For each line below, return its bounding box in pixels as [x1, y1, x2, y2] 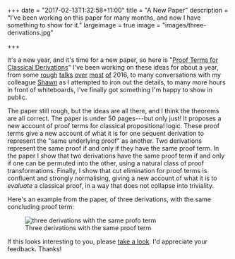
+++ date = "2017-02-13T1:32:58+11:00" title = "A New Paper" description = [7, 6, 229, 14]
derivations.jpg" [7, 28, 54, 37]
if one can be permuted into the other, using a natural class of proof [7, 159, 205, 168]
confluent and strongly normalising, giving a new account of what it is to [7, 174, 217, 182]
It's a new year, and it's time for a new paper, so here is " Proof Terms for [7, 56, 219, 64]
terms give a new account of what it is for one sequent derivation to [7, 129, 205, 137]
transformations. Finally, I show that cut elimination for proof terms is [7, 167, 207, 175]
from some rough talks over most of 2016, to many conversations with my [7, 70, 221, 79]
